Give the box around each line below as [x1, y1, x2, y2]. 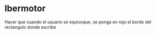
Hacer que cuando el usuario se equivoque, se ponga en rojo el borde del [4, 19, 152, 25]
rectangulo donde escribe [4, 24, 56, 30]
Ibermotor [4, 3, 46, 14]
